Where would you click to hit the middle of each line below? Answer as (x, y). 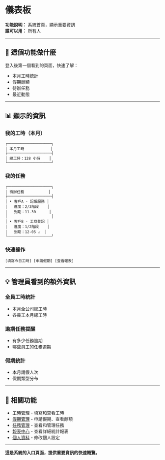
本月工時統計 (25, 76)
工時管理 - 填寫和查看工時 (38, 413)
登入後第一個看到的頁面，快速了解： (42, 65)
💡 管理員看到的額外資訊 (41, 282)
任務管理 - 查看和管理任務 (38, 425)
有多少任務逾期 (27, 341)
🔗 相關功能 (21, 400)
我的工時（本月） (25, 133)
